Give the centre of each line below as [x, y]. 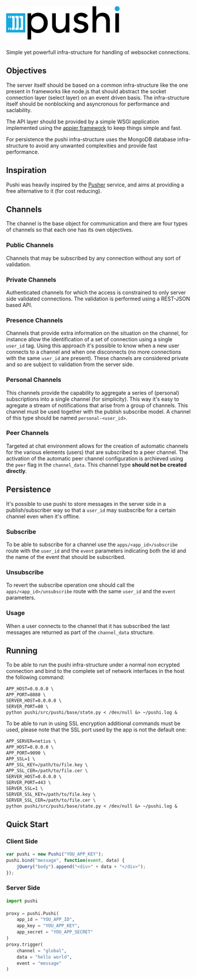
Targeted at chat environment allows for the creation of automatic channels [97, 446]
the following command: [35, 677]
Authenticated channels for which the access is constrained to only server [96, 292]
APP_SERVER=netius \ [31, 741]
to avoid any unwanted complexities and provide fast [93, 145]
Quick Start [27, 824]
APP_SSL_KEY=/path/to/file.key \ [47, 765]
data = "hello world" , [44, 957]
